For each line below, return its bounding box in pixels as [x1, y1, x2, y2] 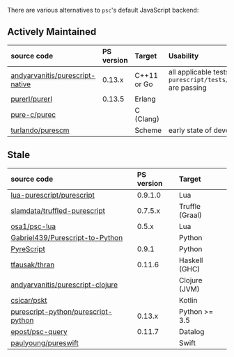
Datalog [178, 326, 205, 336]
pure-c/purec [10, 109, 56, 119]
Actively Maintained [7, 26, 97, 38]
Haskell [178, 255, 203, 265]
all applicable [168, 67, 212, 77]
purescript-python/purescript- [10, 306, 113, 316]
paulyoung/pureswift [10, 338, 79, 347]
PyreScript [10, 244, 45, 253]
